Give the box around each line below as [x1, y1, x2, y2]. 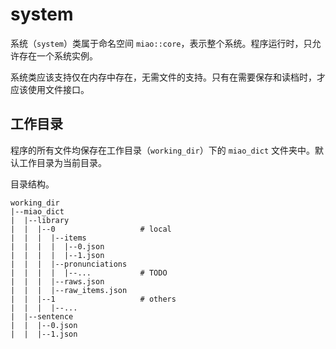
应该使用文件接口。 [10, 83, 90, 95]
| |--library [10, 215, 70, 225]
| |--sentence [10, 311, 74, 322]
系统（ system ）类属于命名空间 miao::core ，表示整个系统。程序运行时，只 [10, 37, 313, 49]
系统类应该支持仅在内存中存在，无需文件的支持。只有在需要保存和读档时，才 [10, 71, 326, 83]
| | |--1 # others [10, 294, 177, 304]
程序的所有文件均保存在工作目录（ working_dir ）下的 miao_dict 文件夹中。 [10, 144, 316, 156]
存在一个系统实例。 [18, 49, 98, 62]
